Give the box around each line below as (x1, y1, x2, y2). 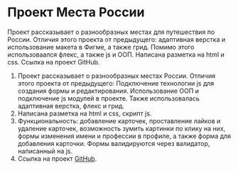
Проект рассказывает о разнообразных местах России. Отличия (17, 72, 215, 80)
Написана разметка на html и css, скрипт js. (17, 109, 152, 118)
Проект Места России (7, 4, 145, 21)
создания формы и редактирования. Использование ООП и (17, 86, 200, 95)
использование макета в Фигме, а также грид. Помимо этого (7, 42, 195, 51)
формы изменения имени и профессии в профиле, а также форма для (17, 132, 232, 140)
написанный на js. (17, 147, 73, 155)
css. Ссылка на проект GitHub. (7, 57, 100, 66)
